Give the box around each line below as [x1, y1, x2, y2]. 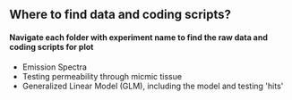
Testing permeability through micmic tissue [21, 71, 182, 81]
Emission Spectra [21, 62, 88, 72]
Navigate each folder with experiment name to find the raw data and [9, 31, 269, 43]
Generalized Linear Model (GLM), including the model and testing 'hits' [21, 80, 284, 91]
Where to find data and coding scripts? [9, 7, 231, 22]
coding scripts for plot [9, 41, 94, 52]
